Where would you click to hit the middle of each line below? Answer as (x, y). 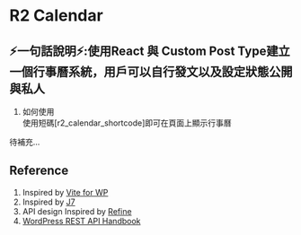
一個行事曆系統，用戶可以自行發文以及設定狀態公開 (151, 71)
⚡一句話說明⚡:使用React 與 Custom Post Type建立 (150, 51)
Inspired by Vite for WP (65, 192)
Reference (39, 171)
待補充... (25, 142)
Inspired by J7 (49, 202)
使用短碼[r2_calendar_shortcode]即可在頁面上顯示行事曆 (127, 123)
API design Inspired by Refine (77, 211)
